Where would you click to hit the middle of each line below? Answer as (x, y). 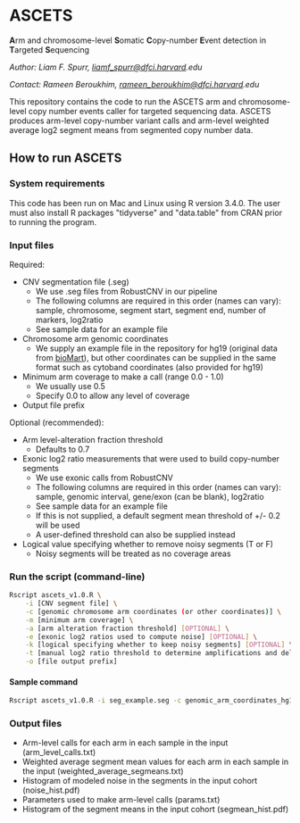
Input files (32, 245)
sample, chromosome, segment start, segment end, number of (150, 310)
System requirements (57, 184)
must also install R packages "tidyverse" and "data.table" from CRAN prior (146, 212)
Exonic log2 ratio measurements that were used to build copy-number (150, 458)
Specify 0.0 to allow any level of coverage (112, 395)
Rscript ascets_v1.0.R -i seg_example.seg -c (95, 701)
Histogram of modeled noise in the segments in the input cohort (140, 781)
